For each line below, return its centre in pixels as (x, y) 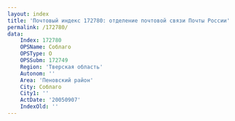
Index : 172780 (41, 41)
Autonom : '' (38, 73)
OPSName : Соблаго (46, 47)
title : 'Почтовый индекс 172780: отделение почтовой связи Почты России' (119, 21)
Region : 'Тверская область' (61, 67)
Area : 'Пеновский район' (57, 80)
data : (15, 34)
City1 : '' (35, 93)
